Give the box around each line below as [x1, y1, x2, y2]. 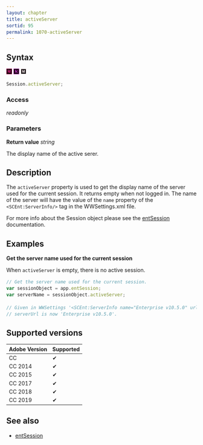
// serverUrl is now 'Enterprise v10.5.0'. [6, 311, 118, 317]
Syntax [6, 52, 34, 62]
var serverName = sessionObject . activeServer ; [6, 292, 126, 298]
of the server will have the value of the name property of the [6, 196, 153, 204]
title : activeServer [6, 16, 59, 22]
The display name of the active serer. [6, 150, 98, 157]
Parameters [6, 124, 41, 133]
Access [6, 95, 29, 104]
